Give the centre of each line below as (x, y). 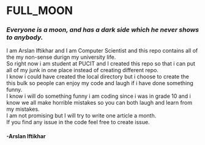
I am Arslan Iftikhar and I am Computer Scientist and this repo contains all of (102, 51)
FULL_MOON (40, 11)
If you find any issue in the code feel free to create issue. (78, 122)
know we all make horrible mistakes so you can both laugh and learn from (99, 103)
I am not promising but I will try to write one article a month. (81, 116)
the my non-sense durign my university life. (61, 57)
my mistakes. (23, 109)
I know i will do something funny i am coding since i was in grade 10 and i (99, 96)
